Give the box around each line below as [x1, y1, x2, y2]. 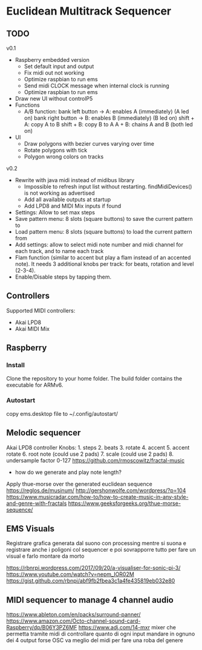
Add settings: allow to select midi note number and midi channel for [15, 241, 183, 248]
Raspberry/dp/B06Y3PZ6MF [6, 624, 77, 631]
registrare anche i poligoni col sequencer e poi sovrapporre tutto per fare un [6, 546, 197, 554]
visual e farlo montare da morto [6, 552, 85, 560]
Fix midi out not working [24, 69, 85, 76]
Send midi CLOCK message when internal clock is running [24, 82, 169, 89]
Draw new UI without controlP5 [15, 95, 93, 102]
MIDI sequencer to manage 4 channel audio [6, 595, 174, 605]
